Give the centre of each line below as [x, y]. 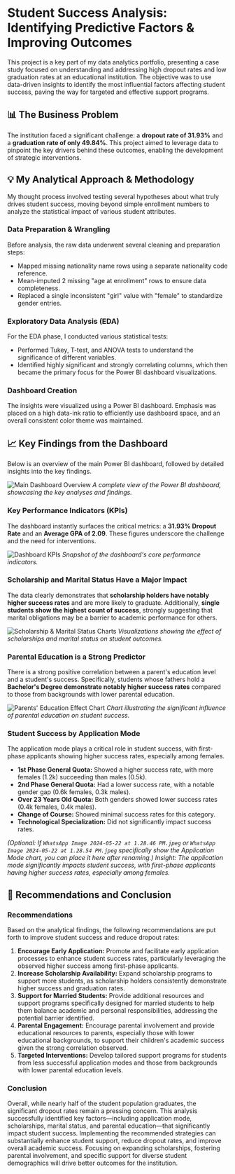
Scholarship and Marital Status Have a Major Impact [97, 580]
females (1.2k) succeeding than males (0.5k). [82, 777]
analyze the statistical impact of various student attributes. [92, 211]
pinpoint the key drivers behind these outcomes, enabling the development [115, 150]
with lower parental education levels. [70, 1070]
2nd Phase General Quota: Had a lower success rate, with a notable [116, 785]
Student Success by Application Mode [74, 734]
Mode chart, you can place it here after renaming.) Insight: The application [115, 858]
